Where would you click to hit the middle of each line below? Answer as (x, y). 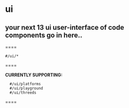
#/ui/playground (26, 88)
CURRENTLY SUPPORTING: (34, 75)
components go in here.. (44, 35)
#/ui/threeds (23, 93)
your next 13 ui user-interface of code (65, 27)
